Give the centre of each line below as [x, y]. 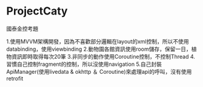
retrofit [15, 78]
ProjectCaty [37, 11]
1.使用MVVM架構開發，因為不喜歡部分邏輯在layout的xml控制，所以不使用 [98, 41]
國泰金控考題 [22, 28]
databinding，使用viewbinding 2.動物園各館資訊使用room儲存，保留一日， [99, 49]
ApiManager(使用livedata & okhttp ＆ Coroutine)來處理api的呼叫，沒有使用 [99, 71]
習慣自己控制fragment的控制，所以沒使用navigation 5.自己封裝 [84, 64]
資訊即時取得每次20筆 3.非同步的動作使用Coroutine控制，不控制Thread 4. [103, 56]
